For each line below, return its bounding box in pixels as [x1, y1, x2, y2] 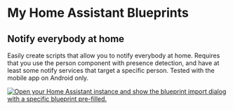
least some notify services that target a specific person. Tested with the [7, 67, 215, 74]
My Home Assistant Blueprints [7, 5, 189, 21]
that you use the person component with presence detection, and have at [7, 59, 220, 67]
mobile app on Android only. [7, 74, 89, 82]
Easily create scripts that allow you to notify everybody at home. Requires [7, 51, 220, 60]
